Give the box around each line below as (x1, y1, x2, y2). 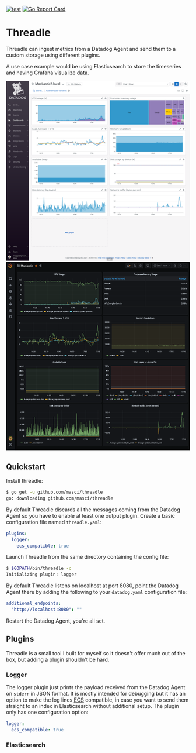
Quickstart (6, 462, 46, 472)
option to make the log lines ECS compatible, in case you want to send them (6, 696, 189, 703)
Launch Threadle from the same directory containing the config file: (6, 553, 169, 561)
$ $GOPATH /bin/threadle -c (6, 565, 72, 572)
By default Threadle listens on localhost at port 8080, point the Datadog (6, 582, 179, 589)
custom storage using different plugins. (6, 51, 101, 59)
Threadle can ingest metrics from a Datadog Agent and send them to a (6, 45, 176, 52)
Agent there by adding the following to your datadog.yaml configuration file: (6, 589, 187, 596)
